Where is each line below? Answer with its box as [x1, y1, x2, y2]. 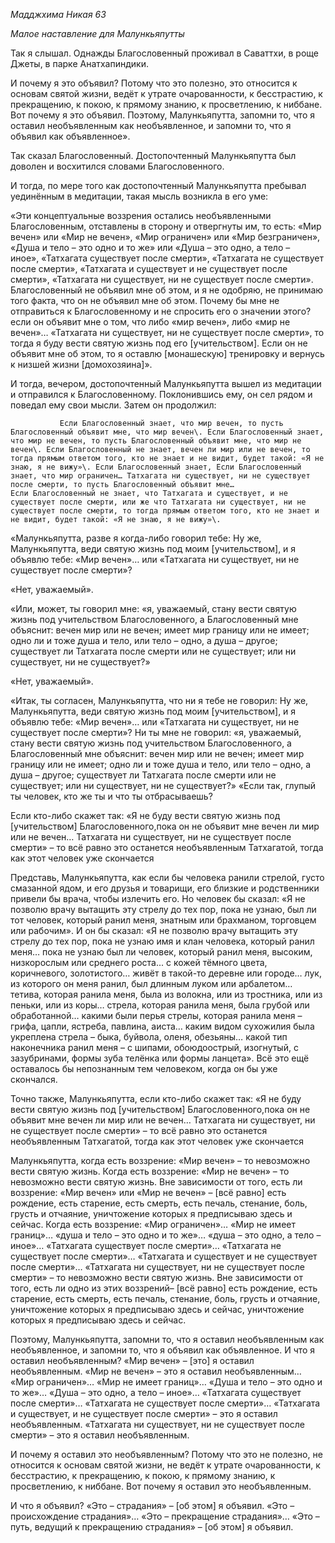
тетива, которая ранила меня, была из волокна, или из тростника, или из [10, 989, 323, 1000]
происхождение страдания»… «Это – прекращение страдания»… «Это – [10, 1510, 320, 1522]
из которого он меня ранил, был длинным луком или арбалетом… [10, 978, 293, 989]
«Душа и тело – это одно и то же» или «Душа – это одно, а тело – [10, 242, 291, 253]
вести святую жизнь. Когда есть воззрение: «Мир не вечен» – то [10, 1165, 290, 1177]
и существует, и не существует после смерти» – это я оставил [10, 1408, 278, 1419]
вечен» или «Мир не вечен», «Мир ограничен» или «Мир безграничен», [10, 231, 321, 243]
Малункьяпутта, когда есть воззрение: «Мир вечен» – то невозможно [10, 1155, 311, 1166]
